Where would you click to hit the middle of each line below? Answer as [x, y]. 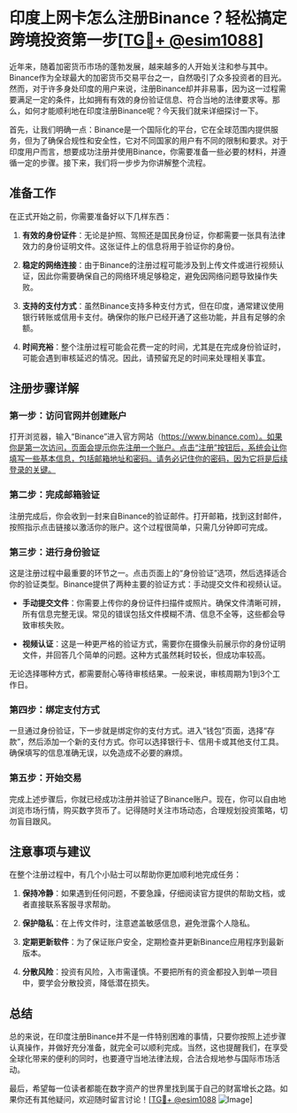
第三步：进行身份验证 [54, 552]
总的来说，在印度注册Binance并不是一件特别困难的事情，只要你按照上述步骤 [148, 1037]
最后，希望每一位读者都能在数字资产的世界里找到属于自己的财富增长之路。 [145, 1088]
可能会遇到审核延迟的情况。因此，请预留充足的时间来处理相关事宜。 [146, 357]
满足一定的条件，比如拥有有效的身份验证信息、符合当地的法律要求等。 [144, 99]
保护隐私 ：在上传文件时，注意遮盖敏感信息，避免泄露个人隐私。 [138, 923]
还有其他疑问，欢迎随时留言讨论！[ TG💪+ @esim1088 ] [139, 1100]
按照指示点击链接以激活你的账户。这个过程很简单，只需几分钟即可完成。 [141, 526]
